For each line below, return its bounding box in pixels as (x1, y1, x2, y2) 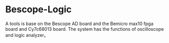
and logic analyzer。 (5, 32, 49, 38)
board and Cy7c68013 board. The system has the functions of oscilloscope (5, 26, 164, 32)
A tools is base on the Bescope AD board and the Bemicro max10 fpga (5, 20, 154, 27)
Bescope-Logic (5, 4, 72, 15)
